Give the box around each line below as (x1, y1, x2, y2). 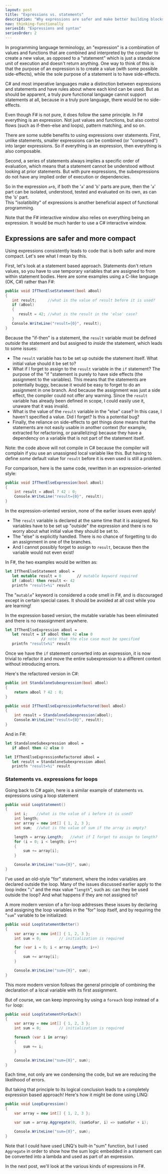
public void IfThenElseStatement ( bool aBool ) (5, 288, 101, 293)
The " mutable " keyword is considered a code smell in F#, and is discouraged (5, 592, 163, 598)
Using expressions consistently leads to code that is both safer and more (5, 248, 155, 254)
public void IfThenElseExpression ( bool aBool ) (5, 480, 104, 485)
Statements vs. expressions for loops (5, 775, 98, 782)
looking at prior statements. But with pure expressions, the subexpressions (5, 168, 159, 174)
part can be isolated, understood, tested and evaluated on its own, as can (5, 189, 156, 194)
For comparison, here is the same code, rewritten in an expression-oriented (5, 465, 161, 471)
